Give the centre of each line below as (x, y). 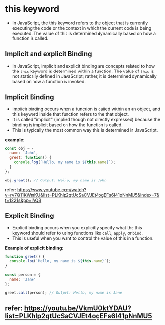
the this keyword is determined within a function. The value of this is (83, 71)
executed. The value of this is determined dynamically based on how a (84, 33)
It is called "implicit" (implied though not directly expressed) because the (86, 119)
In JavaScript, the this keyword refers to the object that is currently (80, 23)
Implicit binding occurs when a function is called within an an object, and (86, 109)
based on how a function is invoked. (49, 81)
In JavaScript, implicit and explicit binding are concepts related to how (83, 66)
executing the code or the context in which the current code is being (82, 28)
